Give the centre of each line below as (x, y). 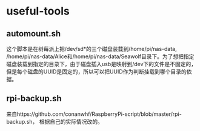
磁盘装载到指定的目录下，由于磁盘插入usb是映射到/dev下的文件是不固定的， (102, 64)
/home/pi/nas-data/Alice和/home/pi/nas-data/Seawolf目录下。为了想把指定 (100, 56)
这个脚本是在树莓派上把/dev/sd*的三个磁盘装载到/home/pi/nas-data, (92, 49)
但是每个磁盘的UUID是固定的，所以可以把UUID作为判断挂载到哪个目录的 (96, 72)
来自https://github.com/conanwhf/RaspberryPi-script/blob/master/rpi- (94, 114)
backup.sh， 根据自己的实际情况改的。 (55, 121)
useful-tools (38, 11)
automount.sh (34, 34)
